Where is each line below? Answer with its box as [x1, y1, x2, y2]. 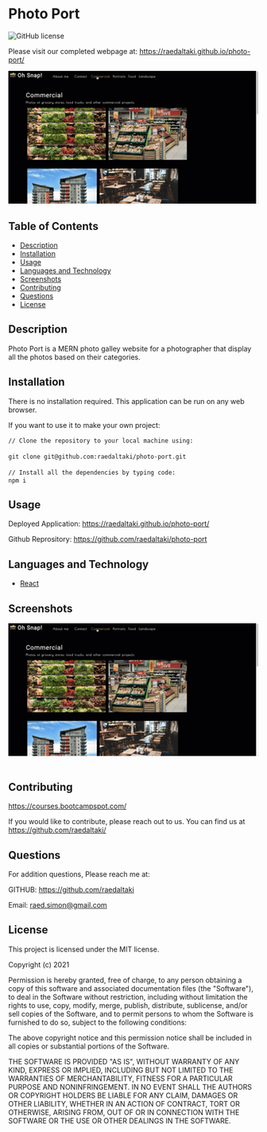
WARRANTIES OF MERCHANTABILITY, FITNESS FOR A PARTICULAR [8, 1073, 233, 1083]
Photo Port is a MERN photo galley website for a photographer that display [8, 344, 252, 353]
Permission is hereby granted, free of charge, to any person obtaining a [8, 975, 242, 985]
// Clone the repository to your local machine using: [8, 437, 194, 445]
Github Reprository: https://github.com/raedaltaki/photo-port [8, 535, 207, 544]
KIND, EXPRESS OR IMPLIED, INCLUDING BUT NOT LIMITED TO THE [8, 1065, 234, 1075]
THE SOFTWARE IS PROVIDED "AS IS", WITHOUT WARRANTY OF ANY [8, 1056, 240, 1066]
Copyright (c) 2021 [8, 959, 70, 969]
